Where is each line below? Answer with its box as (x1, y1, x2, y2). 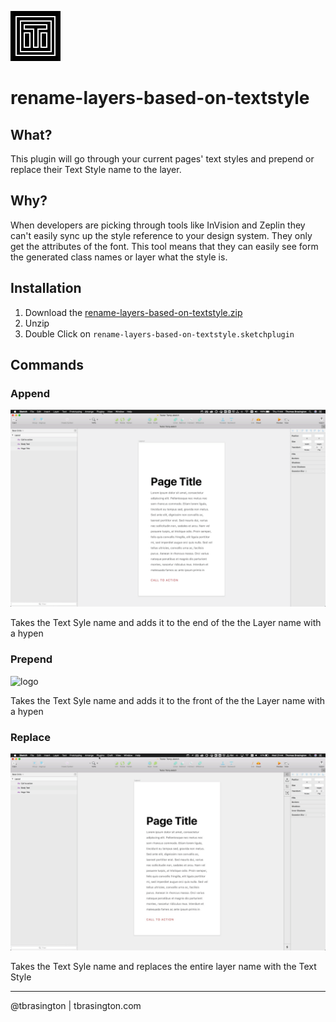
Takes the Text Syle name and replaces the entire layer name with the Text (10, 960, 317, 972)
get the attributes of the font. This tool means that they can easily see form (10, 240, 319, 252)
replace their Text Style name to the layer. (10, 164, 182, 175)
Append (10, 386, 51, 400)
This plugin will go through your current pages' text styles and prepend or (10, 153, 315, 165)
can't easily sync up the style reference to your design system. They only (10, 229, 313, 241)
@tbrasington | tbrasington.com (10, 999, 142, 1011)
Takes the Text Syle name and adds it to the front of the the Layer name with (10, 694, 326, 706)
